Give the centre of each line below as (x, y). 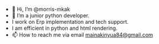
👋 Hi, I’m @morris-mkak (41, 9)
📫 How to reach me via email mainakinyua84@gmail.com (82, 35)
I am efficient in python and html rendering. (64, 28)
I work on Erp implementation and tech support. (70, 22)
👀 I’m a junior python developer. (50, 15)
